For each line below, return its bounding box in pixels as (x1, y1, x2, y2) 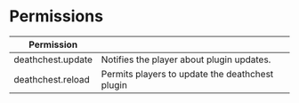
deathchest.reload (13, 73, 91, 85)
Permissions (9, 6, 104, 27)
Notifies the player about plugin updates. (101, 53, 271, 66)
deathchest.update (13, 53, 93, 66)
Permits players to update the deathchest (101, 67, 274, 80)
